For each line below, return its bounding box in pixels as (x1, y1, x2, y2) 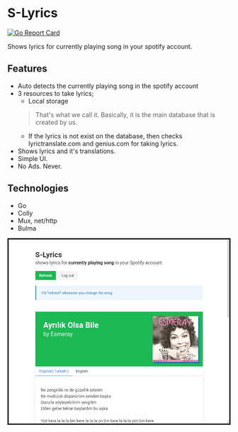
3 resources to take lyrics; (17, 89, 94, 97)
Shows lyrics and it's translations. (17, 147, 116, 155)
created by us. (35, 118, 78, 126)
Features (7, 62, 47, 75)
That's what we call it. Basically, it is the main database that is (35, 110, 216, 118)
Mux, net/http (17, 216, 58, 225)
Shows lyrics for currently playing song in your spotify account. (7, 42, 193, 50)
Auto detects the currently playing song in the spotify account (17, 82, 199, 90)
